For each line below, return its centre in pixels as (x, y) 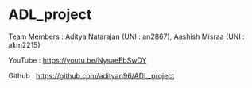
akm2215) (24, 44)
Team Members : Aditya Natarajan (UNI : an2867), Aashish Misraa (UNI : (126, 36)
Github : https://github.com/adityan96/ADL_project (91, 75)
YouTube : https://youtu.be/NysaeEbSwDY (78, 60)
